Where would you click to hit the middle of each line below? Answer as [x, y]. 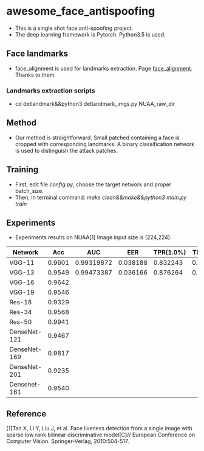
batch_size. [29, 191]
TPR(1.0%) [170, 253]
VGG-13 [22, 273]
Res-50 [21, 322]
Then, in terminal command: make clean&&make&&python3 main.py [101, 197]
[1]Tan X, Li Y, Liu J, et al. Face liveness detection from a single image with [99, 428]
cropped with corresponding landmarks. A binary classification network [105, 144]
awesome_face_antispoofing [81, 11]
